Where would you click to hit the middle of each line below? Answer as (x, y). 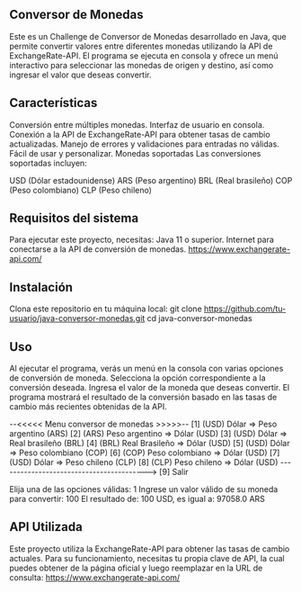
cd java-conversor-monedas (200, 318)
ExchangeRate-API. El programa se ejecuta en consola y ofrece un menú (144, 55)
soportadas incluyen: (48, 163)
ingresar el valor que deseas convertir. (80, 75)
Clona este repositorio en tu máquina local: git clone (106, 309)
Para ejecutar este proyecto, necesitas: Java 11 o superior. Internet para (142, 240)
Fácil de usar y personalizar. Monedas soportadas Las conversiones (135, 153)
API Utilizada (46, 527)
